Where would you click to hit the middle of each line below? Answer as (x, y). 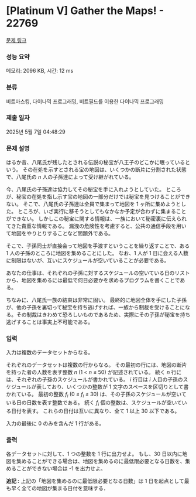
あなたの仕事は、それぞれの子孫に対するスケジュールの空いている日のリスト (98, 273)
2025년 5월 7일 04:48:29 (36, 132)
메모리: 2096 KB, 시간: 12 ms (40, 71)
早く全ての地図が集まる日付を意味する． (60, 488)
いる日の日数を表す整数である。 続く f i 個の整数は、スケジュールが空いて (94, 404)
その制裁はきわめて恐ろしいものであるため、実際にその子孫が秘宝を (98, 315)
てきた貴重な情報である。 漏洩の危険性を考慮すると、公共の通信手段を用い (96, 226)
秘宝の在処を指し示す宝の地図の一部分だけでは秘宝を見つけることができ (103, 197)
